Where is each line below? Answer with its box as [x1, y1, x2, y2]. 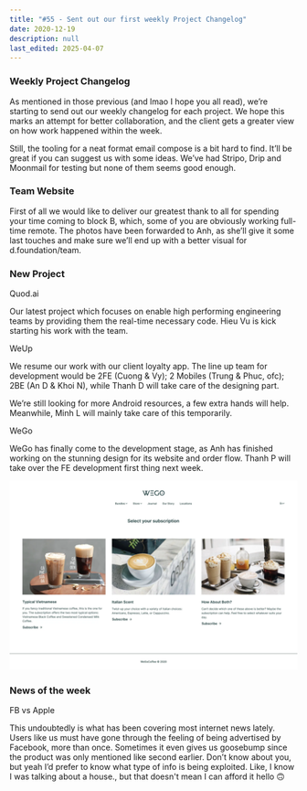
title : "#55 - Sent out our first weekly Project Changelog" [9, 15, 248, 24]
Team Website [9, 185, 75, 198]
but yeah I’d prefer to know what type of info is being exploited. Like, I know [9, 762, 295, 773]
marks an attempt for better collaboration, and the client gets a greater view [9, 115, 295, 126]
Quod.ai [9, 288, 39, 299]
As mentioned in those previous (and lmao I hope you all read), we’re [9, 96, 268, 107]
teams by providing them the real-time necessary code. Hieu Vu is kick [9, 315, 277, 326]
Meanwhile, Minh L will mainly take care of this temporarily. [9, 408, 233, 419]
